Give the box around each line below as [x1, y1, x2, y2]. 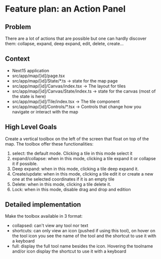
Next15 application [12, 67, 49, 73]
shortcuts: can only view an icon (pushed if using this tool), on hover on [12, 228, 156, 234]
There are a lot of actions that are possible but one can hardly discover [5, 35, 147, 41]
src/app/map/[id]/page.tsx [12, 73, 65, 79]
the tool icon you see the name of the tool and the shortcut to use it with [12, 233, 157, 239]
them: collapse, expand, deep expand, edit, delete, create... [5, 41, 124, 47]
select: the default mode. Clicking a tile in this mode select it [12, 150, 132, 156]
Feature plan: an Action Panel [5, 3, 126, 15]
